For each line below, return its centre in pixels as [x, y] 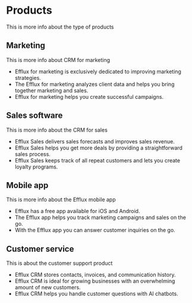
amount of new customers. [48, 288]
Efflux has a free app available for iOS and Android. [77, 211]
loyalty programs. [36, 167]
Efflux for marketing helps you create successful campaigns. [89, 96]
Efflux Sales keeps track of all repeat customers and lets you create [97, 160]
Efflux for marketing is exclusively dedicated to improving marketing [98, 71]
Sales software [34, 116]
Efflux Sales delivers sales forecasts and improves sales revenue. [95, 141]
